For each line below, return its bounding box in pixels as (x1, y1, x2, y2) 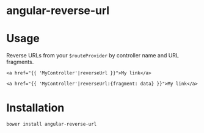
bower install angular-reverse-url (6, 121, 97, 128)
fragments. (6, 59, 34, 66)
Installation (6, 101, 65, 115)
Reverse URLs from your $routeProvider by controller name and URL (6, 52, 179, 59)
